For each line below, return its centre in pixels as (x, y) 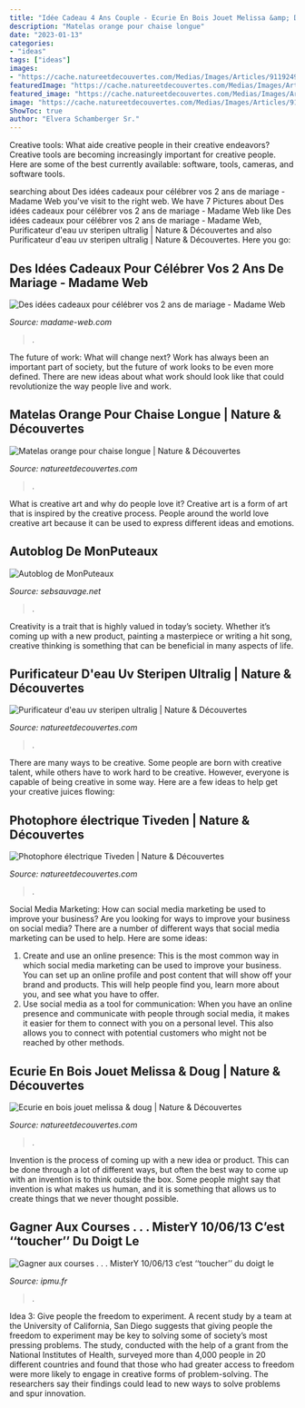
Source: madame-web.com (61, 322)
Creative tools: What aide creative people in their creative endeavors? (140, 145)
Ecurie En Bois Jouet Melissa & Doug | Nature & (145, 1071)
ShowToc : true (36, 111)
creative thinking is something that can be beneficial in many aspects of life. (152, 645)
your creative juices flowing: (62, 792)
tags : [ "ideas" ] (40, 60)
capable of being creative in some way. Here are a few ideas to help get (144, 782)
